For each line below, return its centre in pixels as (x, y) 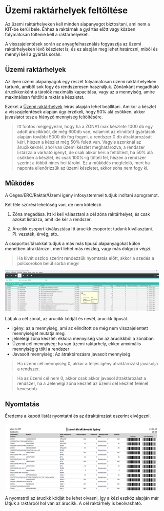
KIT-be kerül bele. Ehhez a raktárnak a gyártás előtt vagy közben (70, 29)
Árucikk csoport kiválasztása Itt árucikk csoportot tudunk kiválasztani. (82, 229)
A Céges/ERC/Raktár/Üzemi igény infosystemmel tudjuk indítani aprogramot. (82, 195)
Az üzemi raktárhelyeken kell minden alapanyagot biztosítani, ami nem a (78, 24)
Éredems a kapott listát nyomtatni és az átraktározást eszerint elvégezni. (78, 416)
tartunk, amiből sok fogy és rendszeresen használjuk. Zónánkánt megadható (82, 87)
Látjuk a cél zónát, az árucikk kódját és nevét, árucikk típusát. (67, 319)
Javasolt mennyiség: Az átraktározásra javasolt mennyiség (71, 354)
